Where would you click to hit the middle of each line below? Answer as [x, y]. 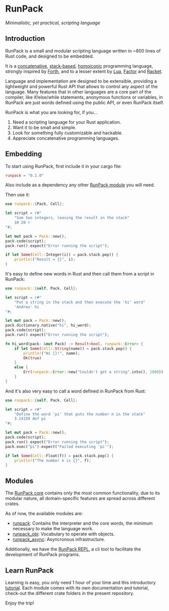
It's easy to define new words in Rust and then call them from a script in [80, 274]
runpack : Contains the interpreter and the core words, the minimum [82, 523]
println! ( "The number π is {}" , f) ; [53, 460]
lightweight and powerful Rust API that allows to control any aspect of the [81, 86]
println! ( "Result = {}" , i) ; [45, 260]
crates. [13, 504]
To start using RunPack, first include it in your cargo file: [64, 166]
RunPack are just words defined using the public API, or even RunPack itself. [85, 102]
